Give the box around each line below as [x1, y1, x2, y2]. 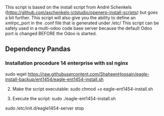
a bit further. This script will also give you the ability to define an [5, 15, 136, 20]
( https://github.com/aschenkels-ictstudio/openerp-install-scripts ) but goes [5, 9, 158, 15]
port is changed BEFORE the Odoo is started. [5, 31, 97, 36]
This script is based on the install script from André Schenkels [5, 4, 132, 10]
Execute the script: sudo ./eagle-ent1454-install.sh [12, 95, 116, 101]
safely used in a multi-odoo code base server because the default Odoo [5, 25, 153, 31]
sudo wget [5, 71, 27, 77]
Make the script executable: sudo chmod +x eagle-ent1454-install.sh [12, 86, 154, 92]
